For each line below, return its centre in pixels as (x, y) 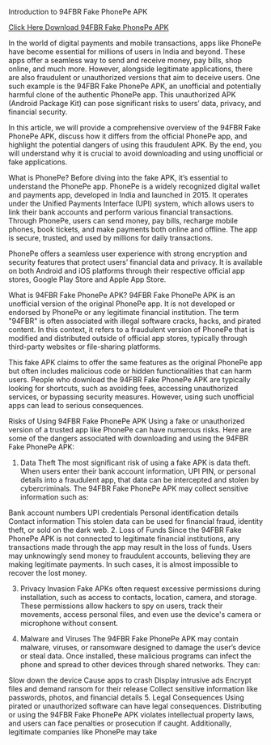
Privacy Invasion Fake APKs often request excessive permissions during (140, 589)
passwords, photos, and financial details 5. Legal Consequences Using (126, 697)
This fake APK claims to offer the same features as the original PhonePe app (135, 362)
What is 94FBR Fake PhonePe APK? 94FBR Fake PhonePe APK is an (122, 295)
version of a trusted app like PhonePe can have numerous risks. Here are (130, 430)
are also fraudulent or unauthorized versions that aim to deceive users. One (134, 77)
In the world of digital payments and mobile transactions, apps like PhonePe (135, 43)
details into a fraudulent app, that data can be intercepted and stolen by (140, 480)
